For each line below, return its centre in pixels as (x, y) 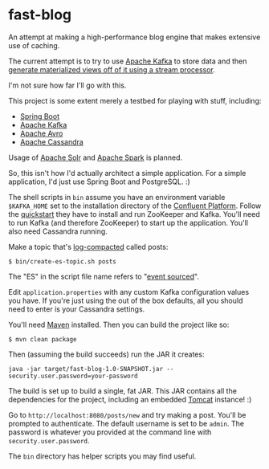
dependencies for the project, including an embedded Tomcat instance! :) (130, 399)
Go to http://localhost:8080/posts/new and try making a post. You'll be (127, 414)
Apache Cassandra (52, 141)
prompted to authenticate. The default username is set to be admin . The (126, 423)
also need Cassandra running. (58, 231)
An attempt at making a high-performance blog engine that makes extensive (134, 37)
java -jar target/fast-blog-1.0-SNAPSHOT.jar (86, 369)
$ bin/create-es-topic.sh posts (62, 261)
